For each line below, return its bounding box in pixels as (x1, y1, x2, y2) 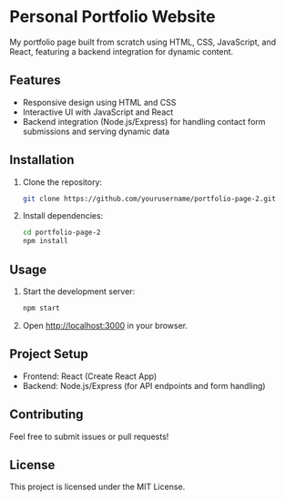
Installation (9, 152, 75, 168)
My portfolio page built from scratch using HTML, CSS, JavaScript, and (9, 36, 277, 47)
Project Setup (9, 346, 89, 362)
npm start (22, 303, 61, 312)
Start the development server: (22, 286, 136, 297)
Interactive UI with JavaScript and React (22, 107, 174, 118)
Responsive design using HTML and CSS (22, 97, 177, 107)
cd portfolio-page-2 (22, 228, 101, 238)
